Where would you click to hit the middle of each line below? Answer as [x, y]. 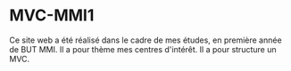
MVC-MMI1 [52, 16]
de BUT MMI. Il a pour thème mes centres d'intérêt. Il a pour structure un [143, 49]
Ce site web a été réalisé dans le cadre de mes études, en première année [146, 40]
